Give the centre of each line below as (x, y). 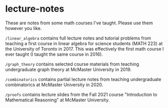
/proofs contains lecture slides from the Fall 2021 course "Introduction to (81, 94)
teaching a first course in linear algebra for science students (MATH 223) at (84, 43)
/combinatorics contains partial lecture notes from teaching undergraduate (83, 79)
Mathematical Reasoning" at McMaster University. (57, 100)
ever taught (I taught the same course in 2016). (54, 54)
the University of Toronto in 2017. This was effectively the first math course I (85, 49)
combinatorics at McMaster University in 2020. (54, 85)
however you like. (24, 28)
